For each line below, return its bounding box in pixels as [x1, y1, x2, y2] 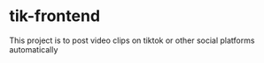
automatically [9, 44, 58, 54]
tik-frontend [9, 6, 100, 26]
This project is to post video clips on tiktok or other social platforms [9, 35, 255, 45]
